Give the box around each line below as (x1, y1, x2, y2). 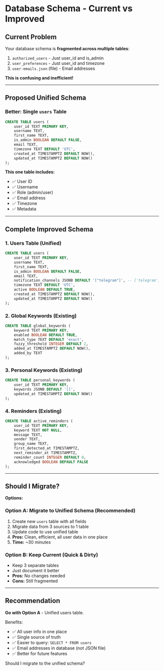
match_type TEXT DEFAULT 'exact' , (14, 337, 84, 342)
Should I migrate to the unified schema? (5, 660, 85, 666)
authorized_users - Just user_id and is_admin (12, 55, 104, 61)
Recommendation (5, 597, 60, 605)
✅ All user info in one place (12, 629, 67, 634)
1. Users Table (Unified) (5, 240, 62, 247)
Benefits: (5, 619, 23, 625)
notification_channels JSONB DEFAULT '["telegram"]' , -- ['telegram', (14, 278, 161, 283)
